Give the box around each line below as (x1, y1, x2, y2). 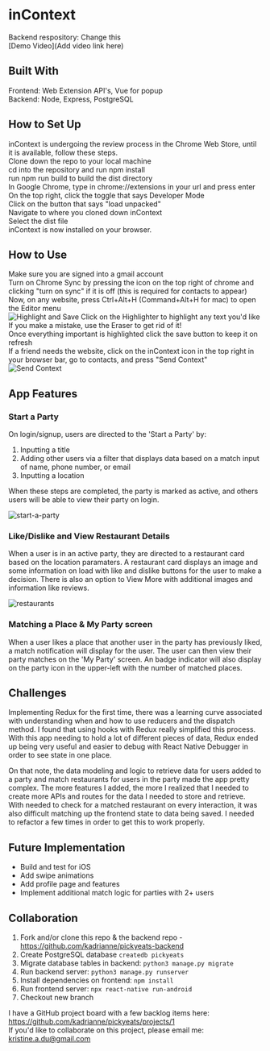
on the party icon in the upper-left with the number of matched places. (8, 663, 243, 672)
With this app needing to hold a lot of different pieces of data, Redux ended (8, 733, 259, 743)
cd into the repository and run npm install (8, 164, 145, 174)
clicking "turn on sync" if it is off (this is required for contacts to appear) (8, 286, 247, 296)
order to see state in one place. (8, 750, 112, 760)
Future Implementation (8, 841, 126, 854)
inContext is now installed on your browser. (8, 224, 152, 235)
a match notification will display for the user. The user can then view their (8, 646, 252, 655)
